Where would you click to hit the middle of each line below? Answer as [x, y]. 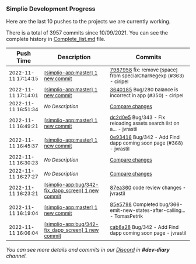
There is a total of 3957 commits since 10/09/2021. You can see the [87, 33]
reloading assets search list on [145, 124]
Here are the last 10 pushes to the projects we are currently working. [88, 22]
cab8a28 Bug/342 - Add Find [144, 227]
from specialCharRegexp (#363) [147, 76]
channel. [17, 256]
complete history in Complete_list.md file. [56, 39]
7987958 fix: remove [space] [144, 70]
